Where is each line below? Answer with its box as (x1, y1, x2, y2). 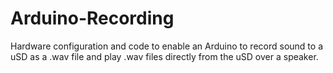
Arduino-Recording (10, 7, 175, 30)
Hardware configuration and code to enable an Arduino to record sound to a (10, 40, 323, 52)
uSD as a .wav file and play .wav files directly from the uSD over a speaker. (10, 50, 319, 62)
